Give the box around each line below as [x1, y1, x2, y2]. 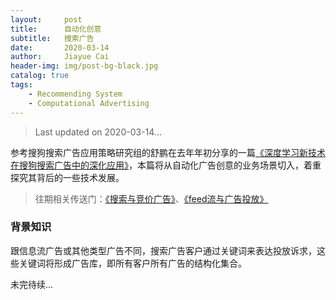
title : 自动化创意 [10, 24, 102, 34]
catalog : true [10, 71, 70, 81]
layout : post [10, 14, 83, 25]
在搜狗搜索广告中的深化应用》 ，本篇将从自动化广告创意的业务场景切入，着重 [10, 159, 322, 171]
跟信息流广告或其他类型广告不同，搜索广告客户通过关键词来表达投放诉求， [10, 244, 317, 256]
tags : [10, 80, 33, 90]
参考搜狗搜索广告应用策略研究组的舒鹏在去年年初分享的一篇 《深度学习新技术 [10, 146, 326, 158]
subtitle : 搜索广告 [10, 33, 95, 43]
